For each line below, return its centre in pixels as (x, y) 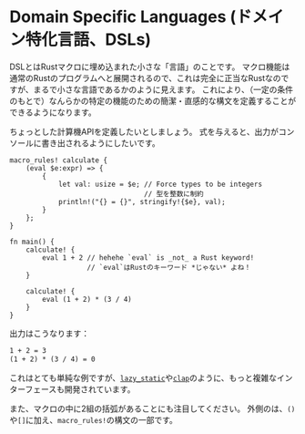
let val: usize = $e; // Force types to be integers (160, 184)
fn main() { (32, 242)
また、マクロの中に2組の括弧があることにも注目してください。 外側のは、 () (152, 408)
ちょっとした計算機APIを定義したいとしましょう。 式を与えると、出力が (144, 131)
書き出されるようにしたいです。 (101, 143)
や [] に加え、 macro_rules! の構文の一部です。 (93, 419)
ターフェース (33, 389)
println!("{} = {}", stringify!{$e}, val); (142, 201)
